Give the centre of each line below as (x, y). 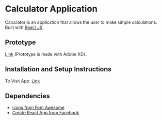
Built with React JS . (24, 27)
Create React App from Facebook (45, 113)
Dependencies (27, 96)
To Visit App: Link (23, 81)
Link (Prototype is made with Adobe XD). (46, 54)
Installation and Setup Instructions (58, 69)
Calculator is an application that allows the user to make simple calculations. (81, 22)
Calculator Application (51, 9)
